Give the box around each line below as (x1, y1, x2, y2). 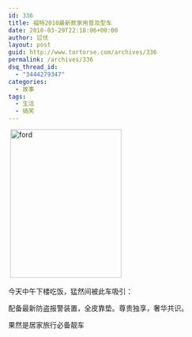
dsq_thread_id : (8, 63, 58, 71)
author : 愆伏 (8, 33, 49, 42)
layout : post (8, 41, 51, 49)
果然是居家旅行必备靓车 (8, 320, 85, 329)
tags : (8, 93, 26, 100)
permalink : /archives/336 (8, 56, 93, 64)
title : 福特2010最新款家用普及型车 (8, 19, 112, 27)
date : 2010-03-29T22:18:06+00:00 (8, 26, 119, 34)
